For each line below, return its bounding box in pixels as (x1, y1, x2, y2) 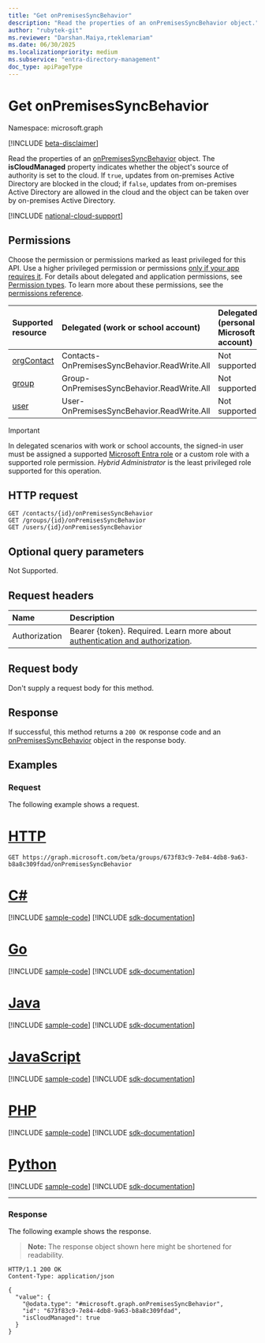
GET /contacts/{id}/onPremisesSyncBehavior (8, 510, 154, 518)
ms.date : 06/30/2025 (8, 41, 77, 49)
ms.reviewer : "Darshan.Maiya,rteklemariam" (8, 33, 154, 42)
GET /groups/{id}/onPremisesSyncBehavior (8, 516, 147, 525)
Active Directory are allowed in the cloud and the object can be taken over (8, 187, 249, 197)
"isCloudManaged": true (22, 1314, 101, 1322)
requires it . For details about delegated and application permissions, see (8, 272, 243, 281)
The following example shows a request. (8, 800, 140, 809)
